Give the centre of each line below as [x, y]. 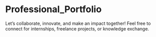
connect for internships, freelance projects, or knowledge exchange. [77, 28]
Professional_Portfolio [54, 9]
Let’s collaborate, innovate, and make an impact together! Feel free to [78, 23]
